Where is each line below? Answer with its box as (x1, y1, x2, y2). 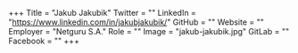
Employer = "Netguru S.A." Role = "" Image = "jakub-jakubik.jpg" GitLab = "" (8, 26, 290, 36)
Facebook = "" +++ (8, 35, 79, 46)
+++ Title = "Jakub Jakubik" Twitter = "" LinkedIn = (8, 8, 197, 18)
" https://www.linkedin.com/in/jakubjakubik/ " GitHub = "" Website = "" (8, 17, 265, 27)
